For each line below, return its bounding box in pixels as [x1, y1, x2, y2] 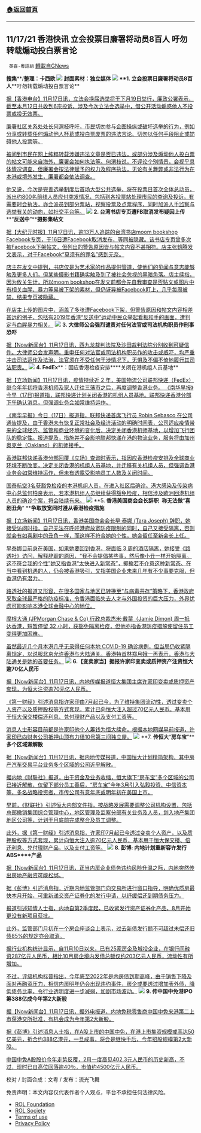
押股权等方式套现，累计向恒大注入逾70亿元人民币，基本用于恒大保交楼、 [6, 837, 185, 844]
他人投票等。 [11, 138, 43, 145]
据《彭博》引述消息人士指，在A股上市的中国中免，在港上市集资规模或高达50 [6, 1028, 194, 1035]
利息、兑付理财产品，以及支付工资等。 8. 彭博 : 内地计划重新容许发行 [11, 844, 187, 851]
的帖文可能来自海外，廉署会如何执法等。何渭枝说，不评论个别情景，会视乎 [6, 158, 190, 165]
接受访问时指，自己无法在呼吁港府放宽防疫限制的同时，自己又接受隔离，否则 [6, 525, 195, 532]
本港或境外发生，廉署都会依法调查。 [6, 173, 96, 180]
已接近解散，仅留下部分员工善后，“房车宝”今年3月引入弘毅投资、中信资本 [6, 781, 187, 788]
